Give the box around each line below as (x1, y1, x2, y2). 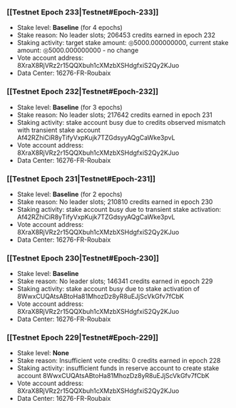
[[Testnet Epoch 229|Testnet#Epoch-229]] (6, 332, 158, 342)
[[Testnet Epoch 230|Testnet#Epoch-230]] (6, 253, 160, 263)
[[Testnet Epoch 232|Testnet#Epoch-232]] (6, 86, 158, 96)
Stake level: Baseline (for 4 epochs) (16, 24, 123, 32)
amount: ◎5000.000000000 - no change (16, 46, 139, 55)
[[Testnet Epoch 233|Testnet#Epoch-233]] (6, 7, 159, 17)
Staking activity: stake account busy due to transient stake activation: (16, 205, 222, 213)
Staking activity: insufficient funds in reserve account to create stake (16, 364, 220, 372)
